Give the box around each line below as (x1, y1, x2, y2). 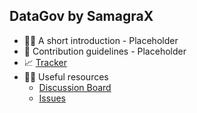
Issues (38, 92, 66, 104)
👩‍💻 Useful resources (23, 70, 109, 83)
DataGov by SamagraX (9, 8, 154, 25)
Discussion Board (38, 81, 112, 93)
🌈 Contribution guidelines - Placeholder (23, 45, 187, 57)
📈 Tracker (23, 56, 67, 68)
